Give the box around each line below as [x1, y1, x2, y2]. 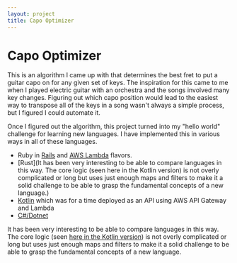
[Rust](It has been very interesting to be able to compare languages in [17, 159, 222, 167]
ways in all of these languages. [7, 138, 98, 146]
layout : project [7, 10, 55, 18]
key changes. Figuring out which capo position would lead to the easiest [7, 94, 219, 102]
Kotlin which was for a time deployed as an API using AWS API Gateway [17, 196, 227, 205]
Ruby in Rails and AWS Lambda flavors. [17, 151, 132, 160]
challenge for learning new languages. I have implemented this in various [7, 130, 221, 138]
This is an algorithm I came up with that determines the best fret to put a [7, 71, 218, 79]
